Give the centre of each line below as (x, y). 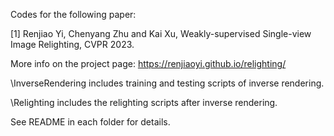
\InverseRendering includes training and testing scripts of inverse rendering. (167, 83)
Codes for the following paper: (73, 14)
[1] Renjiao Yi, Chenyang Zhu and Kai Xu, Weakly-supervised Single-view (161, 33)
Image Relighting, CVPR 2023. (72, 44)
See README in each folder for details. (90, 122)
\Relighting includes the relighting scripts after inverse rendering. (144, 102)
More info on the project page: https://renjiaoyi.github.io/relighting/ (148, 63)
